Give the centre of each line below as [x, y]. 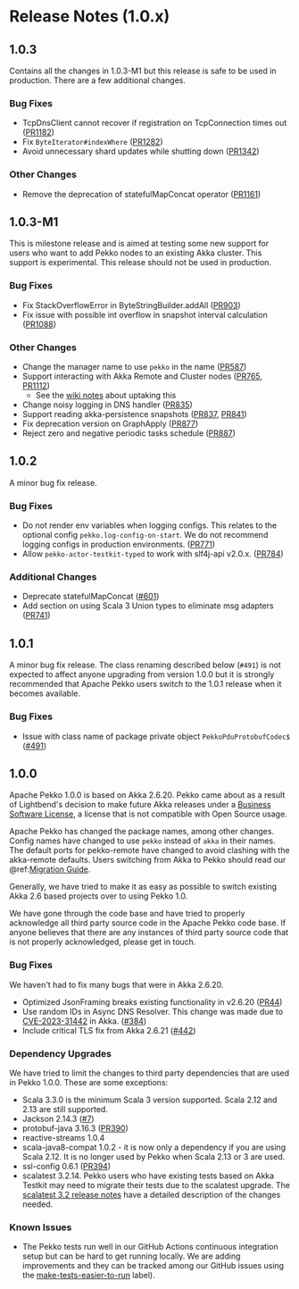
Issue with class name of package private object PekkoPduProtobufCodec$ [156, 736]
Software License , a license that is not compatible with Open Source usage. [148, 814]
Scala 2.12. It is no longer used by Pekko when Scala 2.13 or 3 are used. [154, 1156]
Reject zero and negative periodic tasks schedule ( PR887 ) [129, 433]
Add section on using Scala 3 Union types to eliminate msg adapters [148, 606]
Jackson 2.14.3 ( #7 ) [58, 1118]
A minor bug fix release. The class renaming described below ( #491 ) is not [145, 665]
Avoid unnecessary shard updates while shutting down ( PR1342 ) [141, 151]
